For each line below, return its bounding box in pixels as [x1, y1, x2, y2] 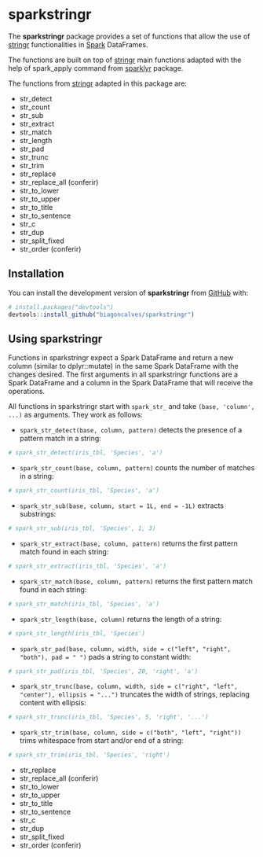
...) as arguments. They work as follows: [8, 410, 143, 420]
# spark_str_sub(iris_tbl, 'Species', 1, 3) [8, 524, 156, 532]
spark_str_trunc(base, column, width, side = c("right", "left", [19, 682, 238, 691]
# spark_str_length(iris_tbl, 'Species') [8, 629, 146, 638]
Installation [8, 267, 64, 281]
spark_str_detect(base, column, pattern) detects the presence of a [19, 425, 243, 435]
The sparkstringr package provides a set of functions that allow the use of [8, 31, 250, 41]
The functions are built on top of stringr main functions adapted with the [8, 55, 242, 64]
